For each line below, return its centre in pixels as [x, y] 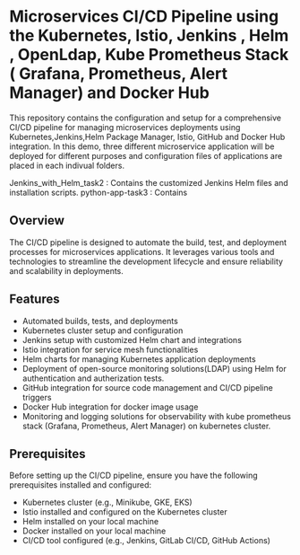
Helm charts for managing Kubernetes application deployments [139, 359]
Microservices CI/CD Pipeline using [144, 17]
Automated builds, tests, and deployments [100, 321]
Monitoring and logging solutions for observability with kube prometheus [156, 416]
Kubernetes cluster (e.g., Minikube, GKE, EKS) [107, 502]
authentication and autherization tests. [93, 378]
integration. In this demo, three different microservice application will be [142, 146]
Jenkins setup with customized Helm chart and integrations [132, 339]
